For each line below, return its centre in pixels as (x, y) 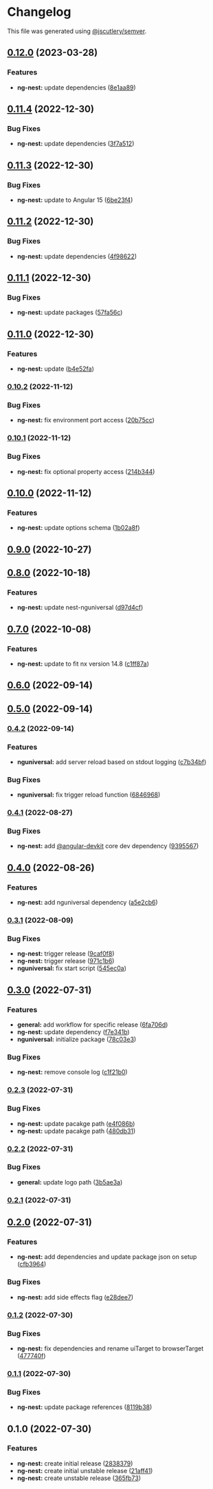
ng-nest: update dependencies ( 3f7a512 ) (76, 144)
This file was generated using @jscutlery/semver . (77, 31)
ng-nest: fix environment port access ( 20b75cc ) (86, 420)
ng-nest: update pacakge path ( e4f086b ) (76, 1123)
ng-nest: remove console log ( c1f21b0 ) (72, 1072)
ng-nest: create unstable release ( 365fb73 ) (79, 1478)
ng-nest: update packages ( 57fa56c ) (70, 312)
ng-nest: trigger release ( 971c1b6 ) (66, 961)
